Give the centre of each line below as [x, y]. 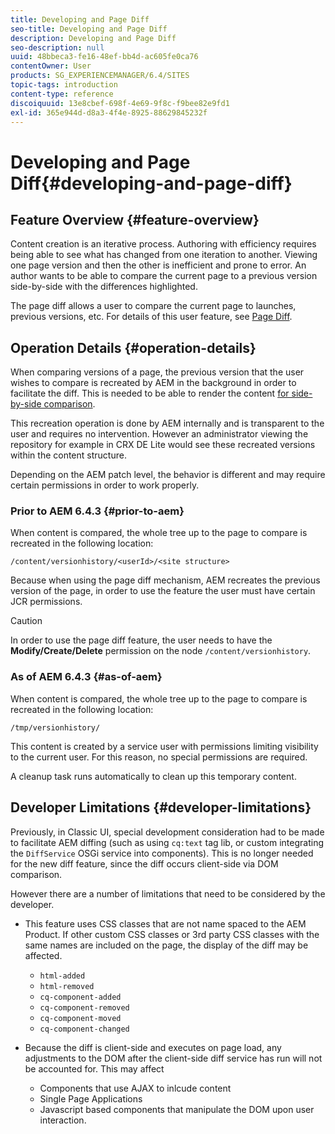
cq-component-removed [84, 1007]
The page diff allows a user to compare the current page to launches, [153, 306]
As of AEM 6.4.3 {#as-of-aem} [86, 677]
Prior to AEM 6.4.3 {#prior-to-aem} [97, 511]
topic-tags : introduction [64, 85]
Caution [26, 621]
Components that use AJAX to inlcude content [135, 1088]
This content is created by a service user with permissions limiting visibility [164, 746]
